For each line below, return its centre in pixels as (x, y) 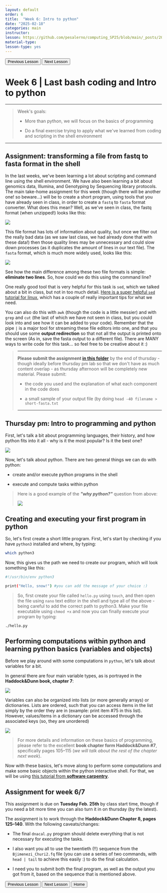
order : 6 (14, 14)
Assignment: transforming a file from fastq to (77, 156)
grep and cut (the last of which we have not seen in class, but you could (79, 318)
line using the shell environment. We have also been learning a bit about (79, 181)
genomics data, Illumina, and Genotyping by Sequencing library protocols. (81, 187)
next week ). (29, 756)
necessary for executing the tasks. (48, 839)
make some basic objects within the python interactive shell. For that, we (80, 771)
